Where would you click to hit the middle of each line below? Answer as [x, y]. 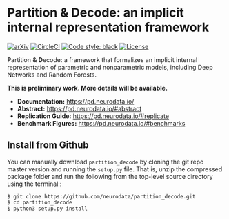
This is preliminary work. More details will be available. [87, 88]
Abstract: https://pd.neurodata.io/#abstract [79, 108]
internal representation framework [108, 27]
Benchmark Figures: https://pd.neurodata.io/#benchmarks [101, 123]
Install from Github [48, 145]
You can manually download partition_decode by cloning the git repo [106, 162]
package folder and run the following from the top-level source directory [110, 176]
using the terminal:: [34, 184]
